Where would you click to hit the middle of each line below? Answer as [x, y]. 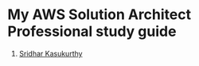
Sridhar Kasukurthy [51, 53]
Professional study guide [92, 31]
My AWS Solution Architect [99, 15]
